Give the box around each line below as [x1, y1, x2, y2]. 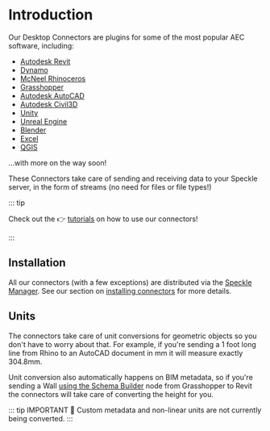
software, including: [8, 40, 74, 50]
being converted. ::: [8, 413, 73, 423]
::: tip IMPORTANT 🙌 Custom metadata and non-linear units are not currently [8, 405, 262, 415]
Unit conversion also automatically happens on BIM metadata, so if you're [8, 372, 254, 382]
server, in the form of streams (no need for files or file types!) [8, 182, 212, 191]
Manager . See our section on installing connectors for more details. [8, 286, 232, 295]
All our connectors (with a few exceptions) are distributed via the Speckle [8, 277, 252, 287]
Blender [19, 125, 47, 135]
